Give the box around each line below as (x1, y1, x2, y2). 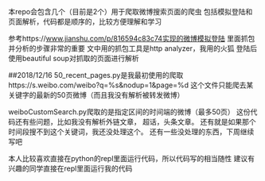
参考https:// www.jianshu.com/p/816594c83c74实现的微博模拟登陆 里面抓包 (8, 34, 255, 43)
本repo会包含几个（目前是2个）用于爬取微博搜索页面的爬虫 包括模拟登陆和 (8, 7, 253, 16)
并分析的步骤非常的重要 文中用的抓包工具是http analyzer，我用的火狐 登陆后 (8, 44, 258, 53)
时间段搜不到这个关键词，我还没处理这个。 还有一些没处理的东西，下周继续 (8, 127, 255, 137)
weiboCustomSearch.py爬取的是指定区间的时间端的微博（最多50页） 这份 (8, 107, 251, 117)
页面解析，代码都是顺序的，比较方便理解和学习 (8, 17, 162, 26)
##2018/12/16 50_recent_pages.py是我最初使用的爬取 (8, 71, 184, 79)
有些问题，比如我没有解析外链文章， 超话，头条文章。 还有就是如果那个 (21, 117, 256, 126)
